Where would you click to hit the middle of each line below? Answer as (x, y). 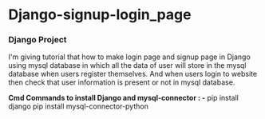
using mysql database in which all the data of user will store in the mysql (127, 65)
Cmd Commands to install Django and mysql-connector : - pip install (124, 98)
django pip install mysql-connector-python (79, 106)
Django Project (38, 40)
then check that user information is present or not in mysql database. (122, 82)
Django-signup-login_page (100, 15)
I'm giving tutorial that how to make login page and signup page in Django (130, 57)
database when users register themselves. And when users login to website (133, 74)
